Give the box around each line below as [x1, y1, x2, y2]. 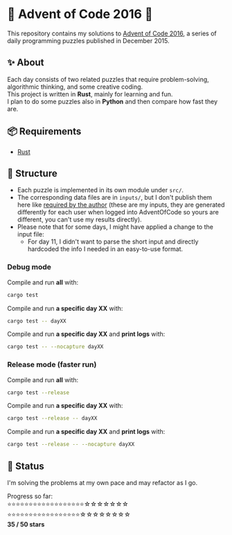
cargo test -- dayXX [7, 317, 67, 325]
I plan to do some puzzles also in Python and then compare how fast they [7, 97, 218, 105]
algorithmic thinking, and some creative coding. [7, 83, 143, 91]
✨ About [7, 57, 44, 69]
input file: [17, 230, 44, 239]
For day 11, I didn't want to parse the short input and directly [27, 237, 199, 246]
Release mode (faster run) [7, 360, 97, 370]
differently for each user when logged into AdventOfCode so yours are [17, 208, 220, 216]
